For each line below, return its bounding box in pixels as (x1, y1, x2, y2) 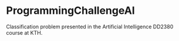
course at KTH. (6, 29, 43, 36)
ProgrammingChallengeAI (6, 4, 135, 17)
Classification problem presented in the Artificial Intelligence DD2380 (6, 23, 174, 30)
